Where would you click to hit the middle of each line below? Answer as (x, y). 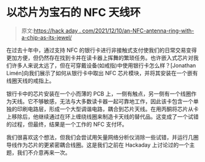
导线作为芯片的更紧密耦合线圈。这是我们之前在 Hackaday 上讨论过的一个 (98, 145)
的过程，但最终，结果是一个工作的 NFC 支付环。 (67, 124)
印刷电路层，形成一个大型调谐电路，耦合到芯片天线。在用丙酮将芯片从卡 (108, 109)
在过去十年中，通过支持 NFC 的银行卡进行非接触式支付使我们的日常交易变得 (102, 50)
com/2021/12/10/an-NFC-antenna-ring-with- (138, 31)
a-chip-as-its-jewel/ (46, 37)
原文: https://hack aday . (51, 31)
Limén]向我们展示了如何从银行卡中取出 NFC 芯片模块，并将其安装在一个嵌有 (102, 73)
